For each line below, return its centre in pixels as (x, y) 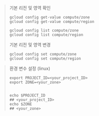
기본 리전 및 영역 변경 (30, 45)
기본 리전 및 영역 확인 (30, 8)
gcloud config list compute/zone (44, 30)
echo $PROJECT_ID (27, 95)
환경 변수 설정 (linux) (30, 68)
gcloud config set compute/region (45, 58)
